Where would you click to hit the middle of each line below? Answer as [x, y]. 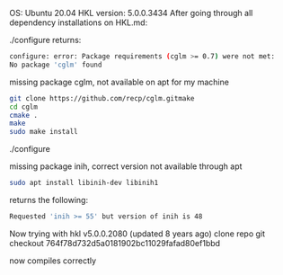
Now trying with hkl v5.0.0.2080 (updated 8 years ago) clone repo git [137, 234]
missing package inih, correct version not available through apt [126, 166]
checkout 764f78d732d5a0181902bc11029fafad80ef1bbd [115, 243]
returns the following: [49, 200]
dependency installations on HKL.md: [79, 22]
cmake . [24, 115]
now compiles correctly [53, 261]
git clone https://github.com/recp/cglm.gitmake [102, 98]
